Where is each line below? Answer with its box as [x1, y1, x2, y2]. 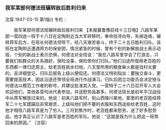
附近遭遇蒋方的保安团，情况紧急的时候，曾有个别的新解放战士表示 [22, 45, 157, 51]
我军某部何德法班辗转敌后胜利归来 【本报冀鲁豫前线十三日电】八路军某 [13, 27, 158, 33]
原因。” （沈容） [18, 120, 50, 126]
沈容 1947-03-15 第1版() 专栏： [5, 16, 68, 23]
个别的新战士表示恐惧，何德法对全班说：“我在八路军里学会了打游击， [13, 52, 155, 58]
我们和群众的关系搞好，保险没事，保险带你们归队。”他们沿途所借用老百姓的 [9, 58, 161, 64]
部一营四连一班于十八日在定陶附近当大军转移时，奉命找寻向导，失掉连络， [5, 33, 157, 39]
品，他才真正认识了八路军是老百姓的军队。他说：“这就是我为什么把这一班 [5, 114, 155, 120]
